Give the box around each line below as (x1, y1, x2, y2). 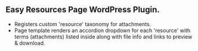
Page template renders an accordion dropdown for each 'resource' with (14, 27, 191, 34)
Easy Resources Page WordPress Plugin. (5, 5, 160, 15)
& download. (14, 39, 45, 46)
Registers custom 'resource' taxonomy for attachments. (14, 20, 151, 27)
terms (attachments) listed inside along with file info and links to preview (14, 33, 193, 40)
